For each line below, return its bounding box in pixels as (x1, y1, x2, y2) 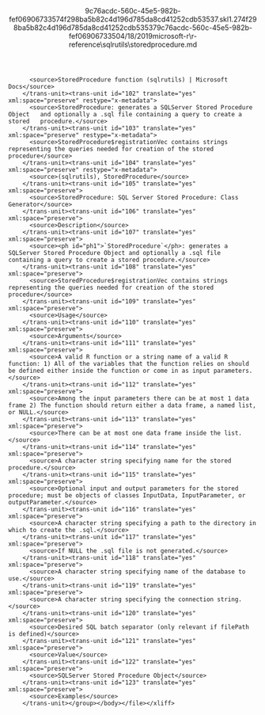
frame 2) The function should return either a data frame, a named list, (8, 401, 257, 409)
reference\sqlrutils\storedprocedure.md (68, 40, 198, 49)
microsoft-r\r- (152, 32, 198, 40)
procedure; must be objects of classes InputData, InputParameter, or (8, 492, 246, 500)
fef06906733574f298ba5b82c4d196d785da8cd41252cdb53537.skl (9, 14, 229, 24)
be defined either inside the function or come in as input (8, 367, 211, 375)
